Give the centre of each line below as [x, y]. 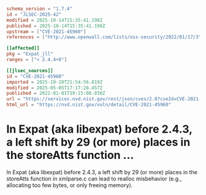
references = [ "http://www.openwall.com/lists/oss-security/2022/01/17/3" [104, 37]
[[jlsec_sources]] [30, 70]
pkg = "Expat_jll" [30, 54]
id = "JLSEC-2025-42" [34, 14]
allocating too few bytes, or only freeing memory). [70, 185]
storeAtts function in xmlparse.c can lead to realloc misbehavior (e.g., [94, 178]
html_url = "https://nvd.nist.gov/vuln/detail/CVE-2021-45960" [89, 105]
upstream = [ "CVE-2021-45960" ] [46, 31]
